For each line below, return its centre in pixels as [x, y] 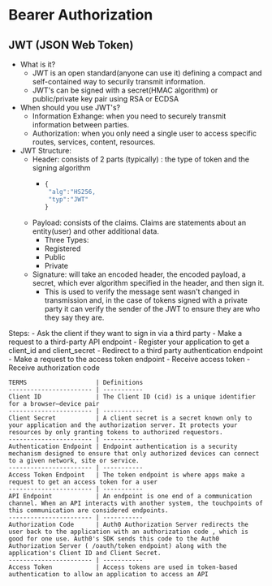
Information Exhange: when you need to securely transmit [129, 116]
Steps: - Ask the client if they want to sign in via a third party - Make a [125, 333]
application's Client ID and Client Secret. [85, 553]
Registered [63, 248]
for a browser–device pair [54, 403]
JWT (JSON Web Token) [71, 45]
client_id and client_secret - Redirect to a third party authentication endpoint [136, 350]
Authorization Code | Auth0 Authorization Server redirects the [129, 524]
